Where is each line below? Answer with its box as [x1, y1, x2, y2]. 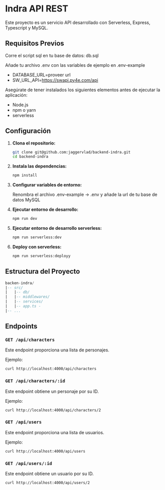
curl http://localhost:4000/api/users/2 [5, 480, 90, 485]
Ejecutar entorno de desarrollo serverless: [12, 225, 102, 231]
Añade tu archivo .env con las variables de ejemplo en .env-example [5, 62, 145, 68]
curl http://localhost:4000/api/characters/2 [5, 407, 101, 413]
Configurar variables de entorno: [12, 182, 82, 188]
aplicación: [5, 92, 28, 98]
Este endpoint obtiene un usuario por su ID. [5, 471, 94, 477]
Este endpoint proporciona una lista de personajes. [5, 347, 109, 353]
